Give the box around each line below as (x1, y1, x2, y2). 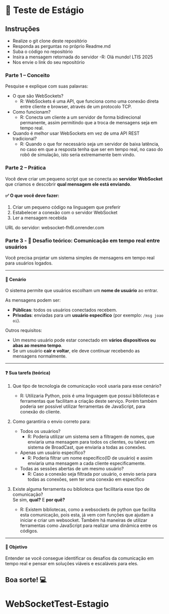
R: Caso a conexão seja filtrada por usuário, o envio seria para (27, 471, 157, 477)
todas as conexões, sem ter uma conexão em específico (27, 476, 145, 482)
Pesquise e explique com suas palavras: (5, 83, 89, 90)
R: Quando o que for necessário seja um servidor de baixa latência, (20, 141, 159, 147)
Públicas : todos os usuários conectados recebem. (12, 307, 117, 313)
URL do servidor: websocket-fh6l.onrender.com (5, 224, 105, 230)
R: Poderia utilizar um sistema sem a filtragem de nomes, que (27, 433, 155, 440)
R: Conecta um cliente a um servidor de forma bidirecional (20, 114, 141, 120)
